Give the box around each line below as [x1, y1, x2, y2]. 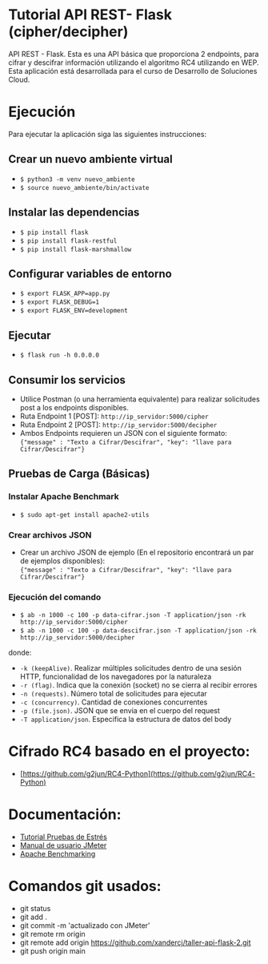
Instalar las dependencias [8, 206, 140, 220]
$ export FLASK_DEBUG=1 [19, 298, 100, 306]
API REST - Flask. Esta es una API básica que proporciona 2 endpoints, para [8, 49, 259, 58]
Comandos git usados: [8, 877, 162, 895]
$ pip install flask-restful [19, 236, 118, 245]
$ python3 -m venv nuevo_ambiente [19, 175, 135, 184]
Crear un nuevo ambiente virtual [8, 152, 174, 166]
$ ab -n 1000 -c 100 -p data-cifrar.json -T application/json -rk [19, 611, 246, 619]
